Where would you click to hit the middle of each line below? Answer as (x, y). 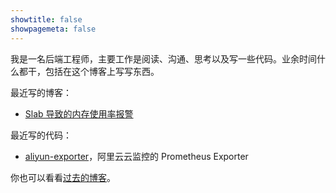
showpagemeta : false (53, 29)
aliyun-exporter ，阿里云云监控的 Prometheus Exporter (136, 156)
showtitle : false (46, 19)
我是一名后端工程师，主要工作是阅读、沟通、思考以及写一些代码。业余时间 (163, 58)
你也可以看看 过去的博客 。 (63, 177)
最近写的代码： (41, 135)
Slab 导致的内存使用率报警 (79, 113)
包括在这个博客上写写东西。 (102, 71)
